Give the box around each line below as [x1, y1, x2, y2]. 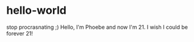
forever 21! [6, 29, 34, 37]
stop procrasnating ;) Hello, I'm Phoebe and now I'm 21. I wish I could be [6, 23, 188, 31]
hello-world [6, 4, 67, 17]
